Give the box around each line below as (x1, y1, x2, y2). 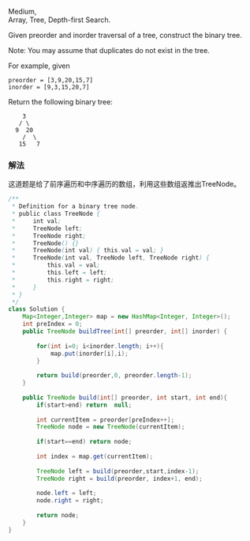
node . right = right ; (36, 497, 104, 505)
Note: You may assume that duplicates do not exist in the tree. (8, 46, 211, 55)
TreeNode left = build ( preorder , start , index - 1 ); (36, 467, 200, 475)
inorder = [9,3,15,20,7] (8, 83, 90, 91)
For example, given (8, 61, 71, 70)
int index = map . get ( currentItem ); (36, 452, 154, 460)
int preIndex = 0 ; (22, 320, 83, 328)
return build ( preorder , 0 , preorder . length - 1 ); (36, 372, 192, 380)
